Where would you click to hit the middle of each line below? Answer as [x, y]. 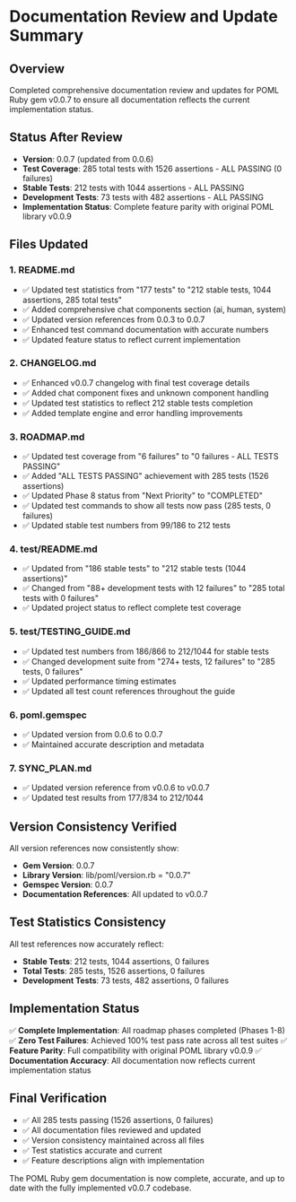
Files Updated [49, 244]
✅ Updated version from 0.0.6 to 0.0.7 [92, 734]
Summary [46, 35]
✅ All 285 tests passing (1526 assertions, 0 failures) [118, 1119]
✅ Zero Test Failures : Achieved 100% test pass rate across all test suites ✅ [148, 1040]
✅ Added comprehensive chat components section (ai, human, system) [154, 309]
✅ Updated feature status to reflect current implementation [131, 339]
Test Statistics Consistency [88, 923]
